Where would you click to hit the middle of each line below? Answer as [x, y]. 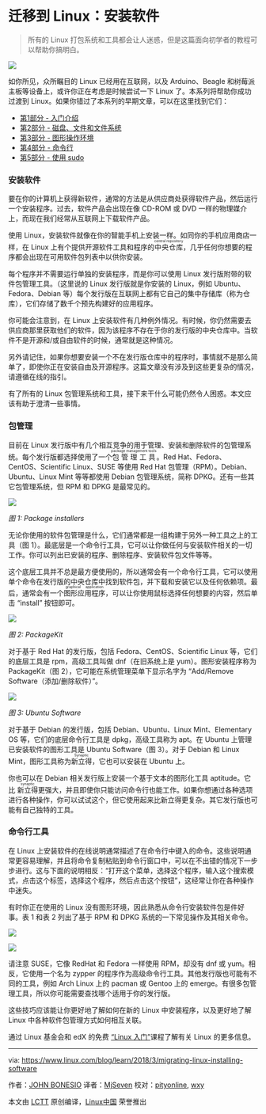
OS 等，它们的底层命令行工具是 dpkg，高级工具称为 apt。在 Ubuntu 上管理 [130, 739]
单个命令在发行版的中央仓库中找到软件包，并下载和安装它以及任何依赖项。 [129, 581]
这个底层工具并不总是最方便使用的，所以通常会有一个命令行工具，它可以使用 [133, 572]
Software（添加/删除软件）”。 [55, 681]
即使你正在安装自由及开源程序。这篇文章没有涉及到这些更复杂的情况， [143, 367]
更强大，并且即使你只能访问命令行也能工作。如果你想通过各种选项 [145, 789]
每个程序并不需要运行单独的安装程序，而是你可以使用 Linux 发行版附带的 [127, 274]
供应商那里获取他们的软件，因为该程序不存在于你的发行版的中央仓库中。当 [129, 330]
